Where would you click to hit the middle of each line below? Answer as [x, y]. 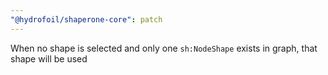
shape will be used [49, 58]
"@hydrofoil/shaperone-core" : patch [86, 19]
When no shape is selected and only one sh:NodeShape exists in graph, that [164, 48]
